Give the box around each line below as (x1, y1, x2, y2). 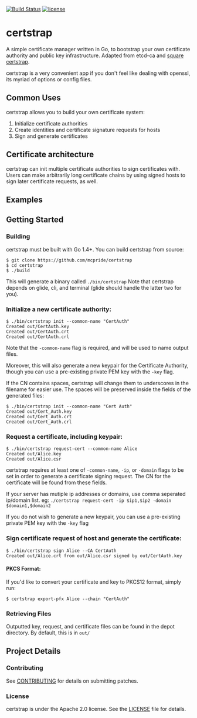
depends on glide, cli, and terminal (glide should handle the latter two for (6, 284, 182, 291)
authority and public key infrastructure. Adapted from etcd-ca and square (6, 52, 184, 59)
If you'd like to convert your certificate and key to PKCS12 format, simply (6, 578, 182, 585)
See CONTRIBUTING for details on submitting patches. (6, 677, 139, 684)
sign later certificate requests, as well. (6, 177, 98, 185)
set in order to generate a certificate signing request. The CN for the (6, 473, 171, 480)
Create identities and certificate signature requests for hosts (14, 126, 161, 133)
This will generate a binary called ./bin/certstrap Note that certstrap (6, 277, 174, 285)
